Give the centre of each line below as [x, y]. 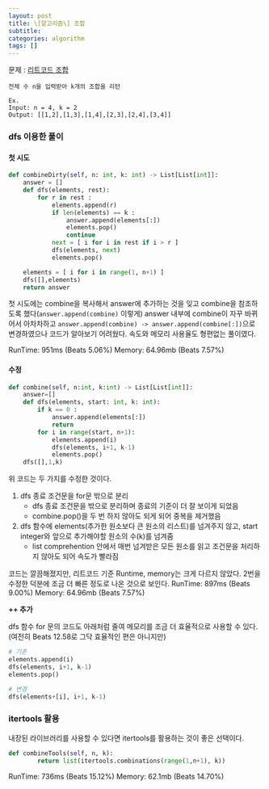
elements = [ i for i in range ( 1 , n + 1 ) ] [93, 272]
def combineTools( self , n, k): [61, 753]
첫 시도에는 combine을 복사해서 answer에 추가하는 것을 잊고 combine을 [122, 304]
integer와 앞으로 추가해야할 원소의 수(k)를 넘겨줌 [97, 536]
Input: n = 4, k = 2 [43, 108]
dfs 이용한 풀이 [36, 136]
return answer [46, 287]
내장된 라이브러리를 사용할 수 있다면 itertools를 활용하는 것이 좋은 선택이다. [126, 738]
